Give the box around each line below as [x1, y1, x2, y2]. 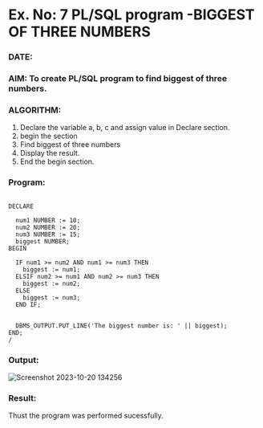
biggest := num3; [22, 293, 81, 302]
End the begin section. [19, 157, 95, 166]
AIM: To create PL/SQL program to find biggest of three [8, 73, 227, 84]
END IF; [15, 300, 42, 308]
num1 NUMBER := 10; [15, 216, 81, 224]
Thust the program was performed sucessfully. [8, 411, 164, 421]
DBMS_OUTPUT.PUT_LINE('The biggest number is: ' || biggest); [15, 321, 228, 330]
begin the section [19, 131, 78, 141]
